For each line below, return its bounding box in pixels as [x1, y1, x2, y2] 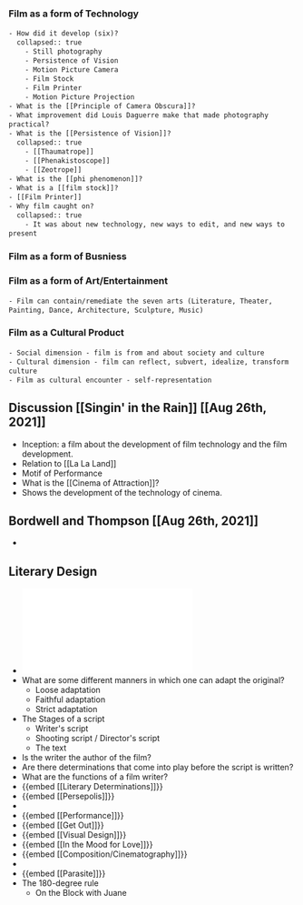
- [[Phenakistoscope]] [24, 156, 111, 166]
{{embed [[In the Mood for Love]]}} [21, 840, 153, 850]
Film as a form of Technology [8, 7, 140, 20]
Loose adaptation [34, 685, 101, 696]
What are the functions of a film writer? [21, 771, 169, 782]
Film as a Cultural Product [8, 327, 124, 339]
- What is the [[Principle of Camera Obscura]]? [8, 102, 196, 111]
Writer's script [34, 723, 89, 734]
